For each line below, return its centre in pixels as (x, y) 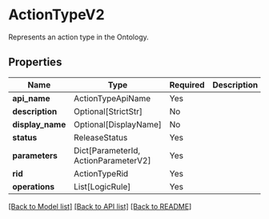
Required (187, 84)
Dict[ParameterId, (107, 150)
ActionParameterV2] (112, 160)
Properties (35, 62)
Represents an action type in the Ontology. (79, 37)
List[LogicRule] (102, 186)
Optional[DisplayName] (118, 124)
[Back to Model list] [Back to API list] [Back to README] (100, 206)
